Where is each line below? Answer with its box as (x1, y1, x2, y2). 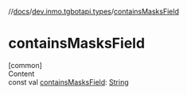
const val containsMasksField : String (8, 77, 129, 86)
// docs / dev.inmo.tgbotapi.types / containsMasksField (8, 7, 179, 16)
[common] (8, 60, 42, 70)
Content (8, 69, 35, 78)
